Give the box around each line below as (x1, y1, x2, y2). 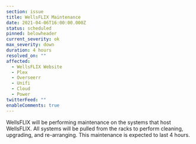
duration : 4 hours (6, 47, 52, 53)
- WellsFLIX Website (11, 63, 62, 70)
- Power (11, 91, 31, 97)
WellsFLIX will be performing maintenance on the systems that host (6, 119, 171, 126)
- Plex (11, 69, 28, 75)
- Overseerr (11, 75, 42, 81)
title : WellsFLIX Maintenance (6, 14, 81, 20)
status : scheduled (6, 25, 52, 31)
